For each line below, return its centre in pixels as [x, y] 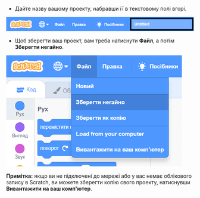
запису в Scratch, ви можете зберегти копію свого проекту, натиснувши [98, 182]
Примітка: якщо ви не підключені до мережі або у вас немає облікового [99, 176]
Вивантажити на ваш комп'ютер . [49, 189]
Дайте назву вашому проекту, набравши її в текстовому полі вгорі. [101, 9]
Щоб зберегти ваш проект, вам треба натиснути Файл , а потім [94, 41]
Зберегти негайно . [39, 47]
